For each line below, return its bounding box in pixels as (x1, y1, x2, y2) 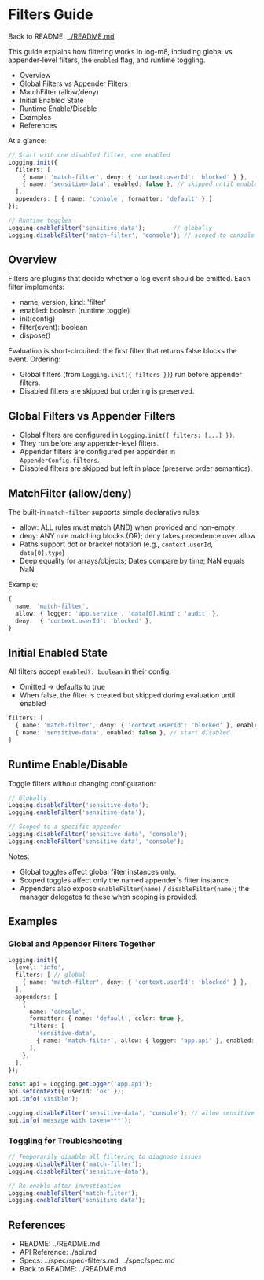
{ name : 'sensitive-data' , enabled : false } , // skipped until (22, 180, 234, 188)
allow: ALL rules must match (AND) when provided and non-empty (19, 523, 236, 532)
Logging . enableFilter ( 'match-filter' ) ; (8, 1189, 139, 1197)
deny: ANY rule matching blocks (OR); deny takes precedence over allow (19, 531, 256, 540)
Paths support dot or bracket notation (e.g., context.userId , (19, 539, 214, 549)
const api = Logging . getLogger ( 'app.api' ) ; (8, 1080, 153, 1088)
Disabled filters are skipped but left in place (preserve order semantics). (19, 464, 253, 473)
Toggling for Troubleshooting (8, 1135, 123, 1146)
